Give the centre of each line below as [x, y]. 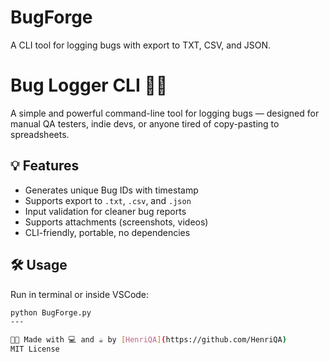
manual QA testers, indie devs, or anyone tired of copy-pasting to [145, 123]
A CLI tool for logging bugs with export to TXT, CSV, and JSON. [141, 45]
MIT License [35, 349]
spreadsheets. [40, 134]
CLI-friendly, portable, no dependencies [107, 232]
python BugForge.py [51, 312]
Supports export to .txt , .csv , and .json [108, 200]
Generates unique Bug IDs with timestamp [111, 190]
